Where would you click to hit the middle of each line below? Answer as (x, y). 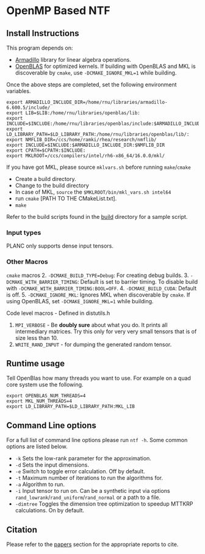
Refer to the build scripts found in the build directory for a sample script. (97, 217)
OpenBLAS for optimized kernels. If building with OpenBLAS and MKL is (106, 66)
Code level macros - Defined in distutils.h (58, 313)
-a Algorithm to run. (40, 484)
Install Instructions (43, 33)
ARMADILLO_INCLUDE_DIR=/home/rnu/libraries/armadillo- (96, 102)
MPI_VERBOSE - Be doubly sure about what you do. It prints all (91, 325)
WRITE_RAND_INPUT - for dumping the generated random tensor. (93, 344)
